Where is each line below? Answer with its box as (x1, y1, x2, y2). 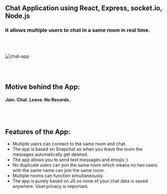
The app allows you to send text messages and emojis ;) (12, 157, 128, 163)
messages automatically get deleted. (12, 151, 88, 157)
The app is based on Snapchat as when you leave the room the (12, 146, 142, 152)
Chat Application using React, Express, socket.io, (5, 4, 162, 12)
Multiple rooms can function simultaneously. (12, 172, 104, 179)
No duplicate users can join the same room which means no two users (12, 162, 157, 168)
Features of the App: (5, 127, 71, 136)
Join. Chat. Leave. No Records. (5, 96, 71, 102)
